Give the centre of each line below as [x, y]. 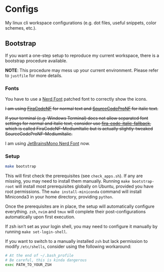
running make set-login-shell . [36, 232]
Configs [22, 9]
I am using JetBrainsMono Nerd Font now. [48, 144]
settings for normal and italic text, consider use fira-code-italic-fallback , [78, 123]
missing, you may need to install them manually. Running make [68, 181]
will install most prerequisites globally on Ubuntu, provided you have [84, 187]
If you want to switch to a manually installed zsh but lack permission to [76, 241]
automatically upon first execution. [40, 217]
